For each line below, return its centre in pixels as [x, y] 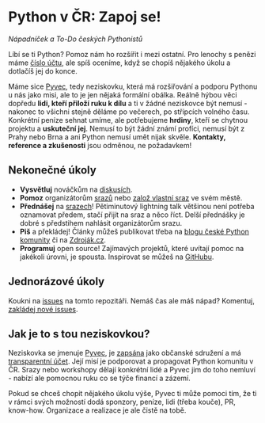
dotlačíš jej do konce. [43, 70]
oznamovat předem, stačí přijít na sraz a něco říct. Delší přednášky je [132, 215]
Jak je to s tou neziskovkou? [79, 334]
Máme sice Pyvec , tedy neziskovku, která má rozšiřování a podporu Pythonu [133, 86]
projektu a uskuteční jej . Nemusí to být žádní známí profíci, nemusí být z [127, 128]
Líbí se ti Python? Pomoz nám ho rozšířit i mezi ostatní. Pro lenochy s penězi [132, 54]
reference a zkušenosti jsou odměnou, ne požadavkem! [100, 145]
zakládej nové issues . [43, 309]
